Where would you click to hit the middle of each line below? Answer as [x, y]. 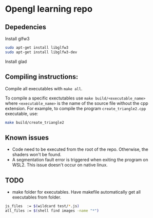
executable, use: [22, 114]
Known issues [27, 138]
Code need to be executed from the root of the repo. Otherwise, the [80, 149]
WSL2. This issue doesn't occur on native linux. [60, 165]
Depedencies [26, 27]
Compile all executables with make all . [44, 88]
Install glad [16, 61]
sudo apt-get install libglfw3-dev [41, 52]
